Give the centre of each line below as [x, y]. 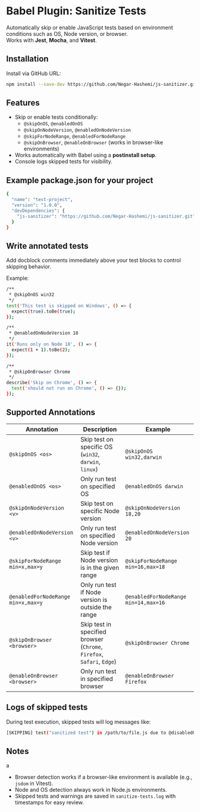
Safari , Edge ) [99, 662]
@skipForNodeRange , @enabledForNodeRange [75, 136]
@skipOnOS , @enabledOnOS [53, 124]
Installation [27, 59]
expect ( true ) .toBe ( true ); [44, 311]
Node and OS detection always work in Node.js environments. [91, 790]
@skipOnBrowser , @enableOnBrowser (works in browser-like [93, 143]
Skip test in [96, 624]
